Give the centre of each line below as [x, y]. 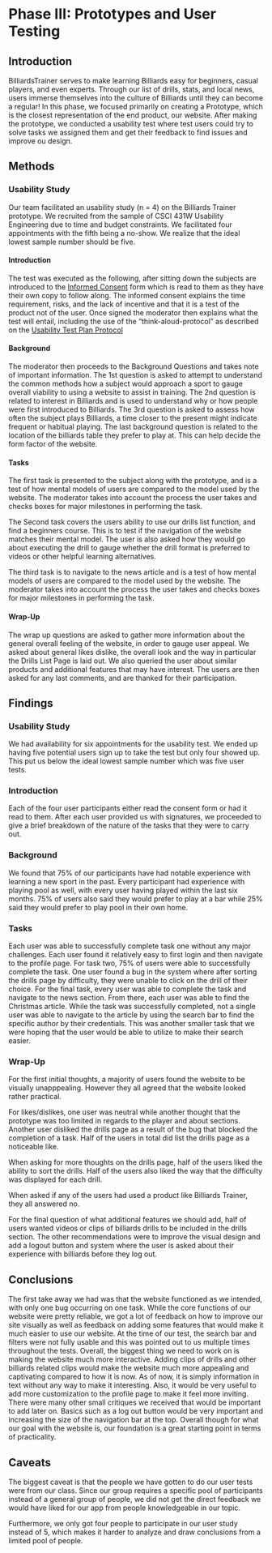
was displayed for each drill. [55, 1179]
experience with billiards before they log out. [83, 1254]
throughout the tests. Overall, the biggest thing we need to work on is [124, 1351]
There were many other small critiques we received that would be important [135, 1402]
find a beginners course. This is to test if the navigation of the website [125, 531]
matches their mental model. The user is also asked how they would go [127, 539]
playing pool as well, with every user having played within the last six [123, 890]
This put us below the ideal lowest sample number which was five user [126, 761]
